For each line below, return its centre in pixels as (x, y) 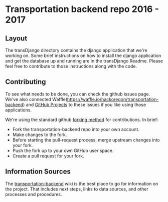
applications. (18, 110)
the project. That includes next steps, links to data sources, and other (77, 189)
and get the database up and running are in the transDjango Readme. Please (84, 61)
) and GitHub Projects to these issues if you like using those (85, 104)
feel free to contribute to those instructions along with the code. (71, 66)
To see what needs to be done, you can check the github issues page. (78, 94)
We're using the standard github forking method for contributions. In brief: (82, 119)
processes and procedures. (34, 194)
